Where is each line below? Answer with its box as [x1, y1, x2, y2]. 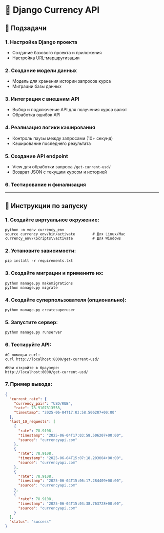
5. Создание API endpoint [5, 153, 68, 160]
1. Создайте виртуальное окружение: [5, 216, 100, 223]
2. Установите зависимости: [5, 247, 76, 254]
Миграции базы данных [12, 83, 62, 90]
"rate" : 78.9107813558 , [14, 406, 62, 411]
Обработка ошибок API [12, 112, 61, 118]
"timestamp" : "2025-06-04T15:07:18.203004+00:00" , [18, 456, 123, 461]
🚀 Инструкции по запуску [5, 202, 88, 210]
